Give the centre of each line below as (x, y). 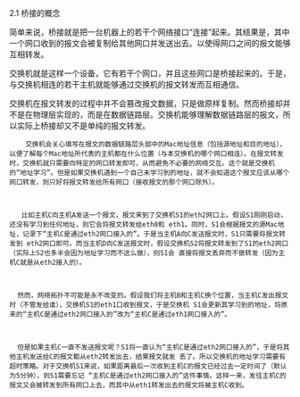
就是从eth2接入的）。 (53, 262)
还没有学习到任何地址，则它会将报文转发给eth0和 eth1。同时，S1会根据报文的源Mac (144, 225)
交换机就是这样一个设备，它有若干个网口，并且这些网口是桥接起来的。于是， (150, 73)
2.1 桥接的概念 (35, 13)
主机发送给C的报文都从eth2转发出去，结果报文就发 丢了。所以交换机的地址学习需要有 (150, 357)
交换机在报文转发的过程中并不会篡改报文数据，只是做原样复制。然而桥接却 (146, 103)
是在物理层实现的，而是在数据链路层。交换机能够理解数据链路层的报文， (150, 115)
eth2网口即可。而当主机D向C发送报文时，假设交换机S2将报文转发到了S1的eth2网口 (157, 244)
